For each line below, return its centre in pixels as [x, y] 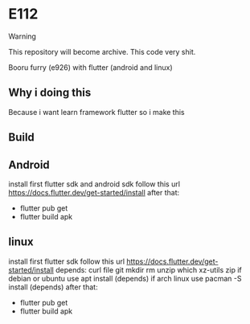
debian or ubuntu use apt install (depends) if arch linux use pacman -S [125, 278]
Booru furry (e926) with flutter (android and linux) [90, 67]
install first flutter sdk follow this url [67, 261]
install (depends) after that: [53, 287]
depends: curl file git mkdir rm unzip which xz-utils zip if [149, 269]
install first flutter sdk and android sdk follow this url [94, 184]
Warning [22, 36]
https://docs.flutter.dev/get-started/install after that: [94, 192]
